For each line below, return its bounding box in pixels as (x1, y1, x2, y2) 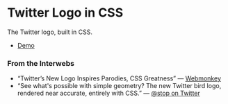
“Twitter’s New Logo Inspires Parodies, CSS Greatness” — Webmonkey (17, 74, 221, 83)
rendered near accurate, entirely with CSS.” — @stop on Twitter (17, 89, 200, 98)
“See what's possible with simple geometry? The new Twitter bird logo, (17, 82, 222, 90)
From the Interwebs (7, 58, 75, 68)
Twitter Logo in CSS (7, 5, 124, 21)
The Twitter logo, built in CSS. (7, 28, 92, 36)
